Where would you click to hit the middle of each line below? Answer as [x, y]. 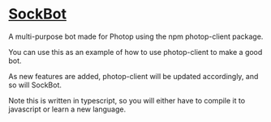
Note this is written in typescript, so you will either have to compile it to [127, 100]
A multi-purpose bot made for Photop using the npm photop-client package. [136, 36]
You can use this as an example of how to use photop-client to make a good [135, 52]
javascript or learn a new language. [67, 109]
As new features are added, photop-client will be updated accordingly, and [133, 76]
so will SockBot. [35, 85]
